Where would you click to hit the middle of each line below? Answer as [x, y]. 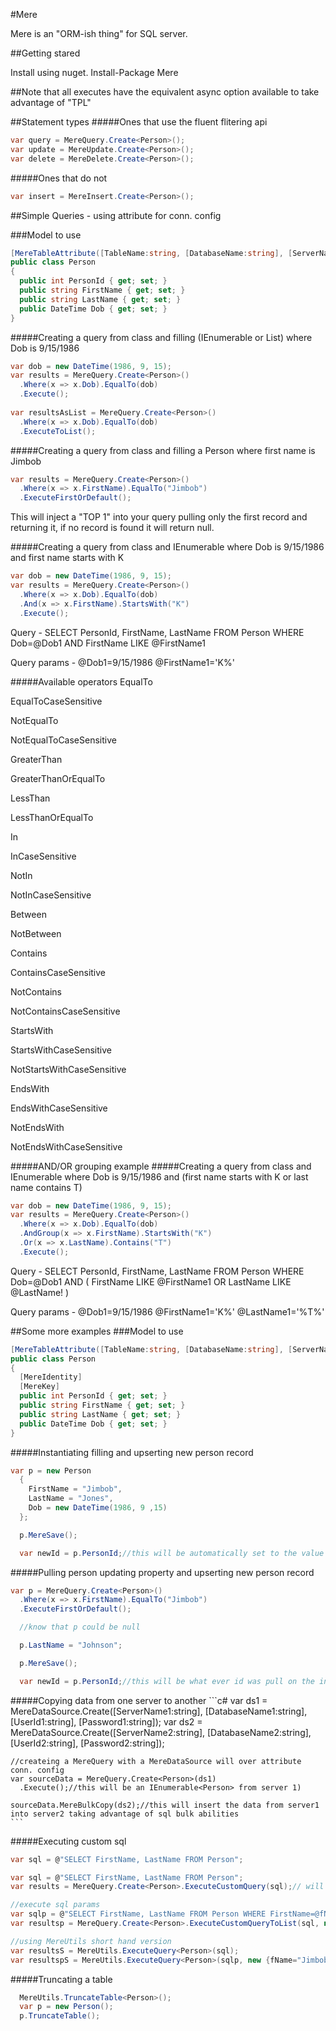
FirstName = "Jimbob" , [75, 1489]
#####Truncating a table [61, 1979]
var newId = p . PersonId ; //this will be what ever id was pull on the [167, 1681]
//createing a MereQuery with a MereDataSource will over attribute [156, 1761]
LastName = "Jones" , [71, 1499]
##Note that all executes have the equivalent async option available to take [165, 92]
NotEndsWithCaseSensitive [66, 1146]
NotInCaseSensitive [51, 895]
